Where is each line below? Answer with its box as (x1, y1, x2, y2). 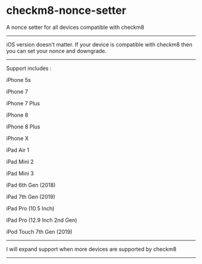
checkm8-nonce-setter (6, 4, 126, 17)
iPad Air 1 (6, 146, 29, 154)
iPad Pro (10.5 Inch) (6, 204, 55, 212)
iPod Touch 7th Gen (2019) (6, 228, 73, 235)
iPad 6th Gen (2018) (6, 181, 56, 189)
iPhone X (6, 134, 29, 142)
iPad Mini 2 (6, 158, 34, 165)
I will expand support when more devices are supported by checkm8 (6, 245, 177, 253)
